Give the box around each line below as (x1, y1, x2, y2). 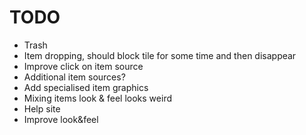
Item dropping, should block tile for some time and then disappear (23, 49, 297, 61)
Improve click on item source (23, 60, 144, 72)
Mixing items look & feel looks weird (23, 92, 172, 104)
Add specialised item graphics (23, 81, 149, 93)
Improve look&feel (23, 113, 99, 125)
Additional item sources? (23, 71, 126, 83)
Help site (23, 102, 61, 115)
